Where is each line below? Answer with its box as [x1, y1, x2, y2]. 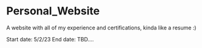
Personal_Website [6, 4, 100, 18]
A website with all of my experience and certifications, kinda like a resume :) [6, 24, 197, 31]
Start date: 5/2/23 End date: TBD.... [6, 35, 94, 43]
